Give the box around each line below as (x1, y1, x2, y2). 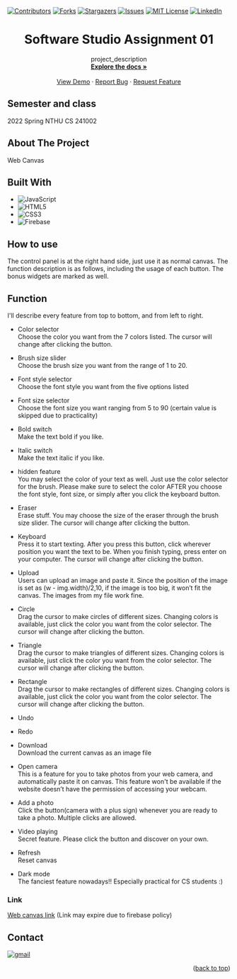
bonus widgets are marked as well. (7, 272, 109, 281)
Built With (7, 176, 52, 188)
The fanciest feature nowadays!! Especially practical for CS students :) (17, 877, 224, 886)
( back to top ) (192, 964, 231, 973)
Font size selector (17, 396, 70, 405)
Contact (7, 931, 44, 944)
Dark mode (17, 870, 51, 878)
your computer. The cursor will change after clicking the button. (17, 555, 204, 563)
